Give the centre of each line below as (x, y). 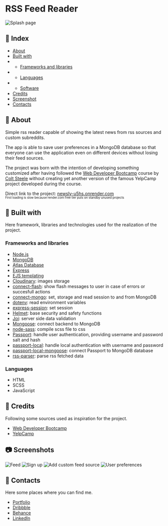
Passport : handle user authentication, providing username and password (88, 334)
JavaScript (24, 390)
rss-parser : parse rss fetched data (48, 356)
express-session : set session (43, 308)
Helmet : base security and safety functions (57, 313)
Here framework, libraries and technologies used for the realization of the (81, 225)
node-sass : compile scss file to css (49, 329)
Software (29, 88)
